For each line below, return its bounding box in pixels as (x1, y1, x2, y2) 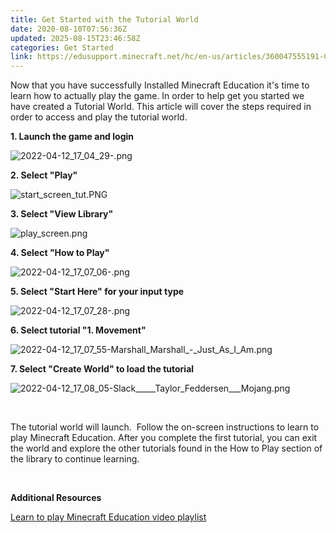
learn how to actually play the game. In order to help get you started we (10, 90, 305, 102)
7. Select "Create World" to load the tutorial (10, 363, 195, 375)
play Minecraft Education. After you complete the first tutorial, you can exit (10, 432, 318, 444)
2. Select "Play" (10, 169, 78, 181)
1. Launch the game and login (10, 131, 134, 143)
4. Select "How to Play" (10, 247, 110, 259)
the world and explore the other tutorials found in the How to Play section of (10, 442, 323, 455)
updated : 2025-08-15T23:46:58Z (10, 33, 141, 43)
